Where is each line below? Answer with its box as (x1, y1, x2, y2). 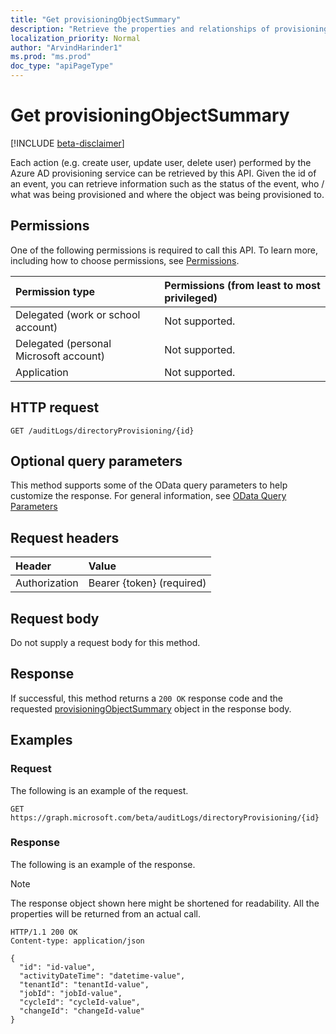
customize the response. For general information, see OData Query (10, 490, 287, 502)
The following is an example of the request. (10, 784, 189, 796)
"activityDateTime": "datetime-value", (19, 971, 186, 981)
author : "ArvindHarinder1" (10, 42, 123, 53)
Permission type (15, 284, 96, 298)
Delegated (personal (15, 336, 112, 350)
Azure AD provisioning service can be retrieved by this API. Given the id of (10, 167, 317, 179)
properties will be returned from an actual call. (10, 907, 202, 920)
